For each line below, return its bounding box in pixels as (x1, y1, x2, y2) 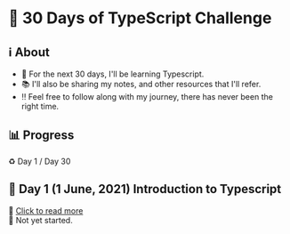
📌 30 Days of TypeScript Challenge (8, 8, 272, 28)
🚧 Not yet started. (8, 214, 73, 225)
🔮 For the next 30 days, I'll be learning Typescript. (20, 69, 205, 79)
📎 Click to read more (8, 205, 84, 216)
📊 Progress (8, 128, 75, 143)
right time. (20, 101, 60, 111)
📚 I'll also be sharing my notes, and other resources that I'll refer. (20, 79, 262, 89)
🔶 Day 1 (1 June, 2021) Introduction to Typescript (8, 182, 282, 197)
